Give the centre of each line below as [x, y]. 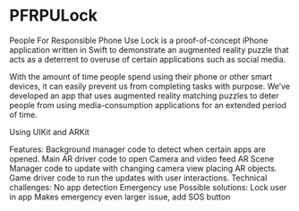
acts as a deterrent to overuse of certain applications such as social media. [148, 59]
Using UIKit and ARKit [49, 131]
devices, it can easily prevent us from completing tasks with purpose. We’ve [150, 86]
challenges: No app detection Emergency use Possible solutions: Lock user [148, 187]
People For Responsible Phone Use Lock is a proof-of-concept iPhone [139, 40]
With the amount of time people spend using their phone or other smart [141, 76]
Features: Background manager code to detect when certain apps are [137, 149]
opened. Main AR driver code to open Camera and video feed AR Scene [142, 158]
